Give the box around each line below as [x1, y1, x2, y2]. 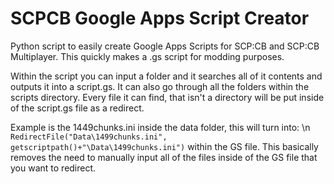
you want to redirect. [10, 162, 97, 174]
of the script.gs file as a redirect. [10, 102, 145, 114]
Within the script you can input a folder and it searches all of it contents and [10, 70, 323, 82]
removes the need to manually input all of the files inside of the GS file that [10, 151, 318, 163]
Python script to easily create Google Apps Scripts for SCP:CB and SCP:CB [10, 40, 320, 52]
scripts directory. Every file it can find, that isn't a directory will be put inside [10, 91, 325, 103]
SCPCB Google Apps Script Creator [10, 7, 310, 30]
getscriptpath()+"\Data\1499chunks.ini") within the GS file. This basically [10, 140, 319, 152]
